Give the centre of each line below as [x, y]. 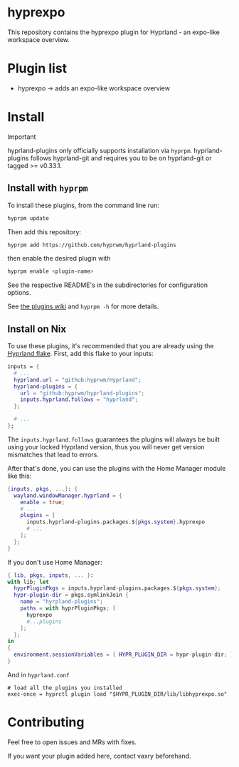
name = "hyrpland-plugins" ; [62, 602]
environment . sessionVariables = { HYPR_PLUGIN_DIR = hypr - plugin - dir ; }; [125, 655]
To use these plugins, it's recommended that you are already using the [111, 346]
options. [20, 293]
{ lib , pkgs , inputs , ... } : [51, 575]
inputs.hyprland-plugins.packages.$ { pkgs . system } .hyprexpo [115, 522]
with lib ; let [28, 582]
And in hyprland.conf [38, 674]
